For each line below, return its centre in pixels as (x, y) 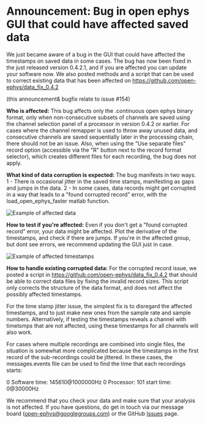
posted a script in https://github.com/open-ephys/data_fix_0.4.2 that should (102, 274)
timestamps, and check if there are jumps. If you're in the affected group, (99, 238)
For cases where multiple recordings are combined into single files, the (96, 344)
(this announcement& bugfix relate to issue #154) (68, 99)
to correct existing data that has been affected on (69, 80)
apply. (14, 163)
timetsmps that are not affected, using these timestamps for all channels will (102, 325)
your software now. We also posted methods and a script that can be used (100, 74)
